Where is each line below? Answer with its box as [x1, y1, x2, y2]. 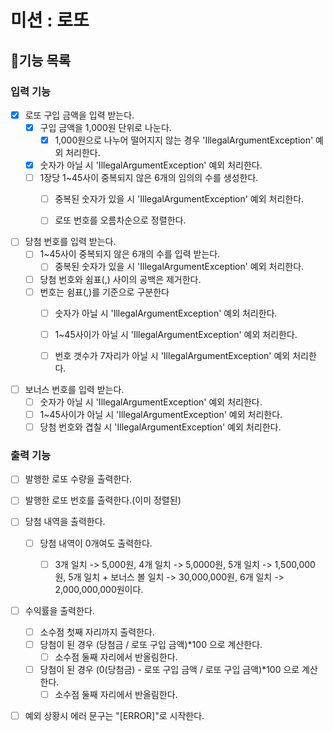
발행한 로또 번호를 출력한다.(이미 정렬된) [24, 494, 182, 506]
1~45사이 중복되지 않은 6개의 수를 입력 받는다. [39, 248, 221, 260]
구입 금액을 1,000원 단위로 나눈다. [39, 121, 172, 133]
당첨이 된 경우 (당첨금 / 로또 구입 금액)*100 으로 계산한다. [39, 638, 263, 650]
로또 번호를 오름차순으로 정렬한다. [54, 214, 187, 226]
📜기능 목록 [10, 52, 72, 69]
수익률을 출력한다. [24, 604, 95, 616]
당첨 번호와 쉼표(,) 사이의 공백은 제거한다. [39, 273, 202, 285]
